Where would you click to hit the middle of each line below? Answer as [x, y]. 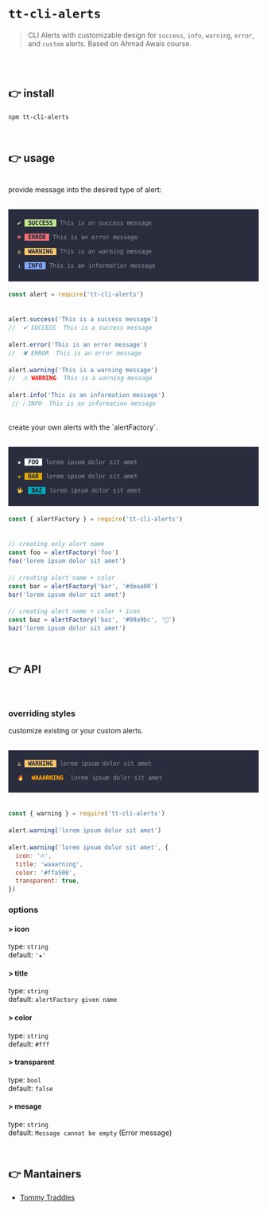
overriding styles [42, 713]
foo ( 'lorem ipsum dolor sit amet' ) [67, 561]
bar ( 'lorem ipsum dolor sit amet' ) [67, 595]
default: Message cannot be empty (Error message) [90, 1133]
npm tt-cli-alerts [39, 117]
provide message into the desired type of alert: [85, 190]
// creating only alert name [56, 544]
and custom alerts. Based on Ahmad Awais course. [110, 43]
